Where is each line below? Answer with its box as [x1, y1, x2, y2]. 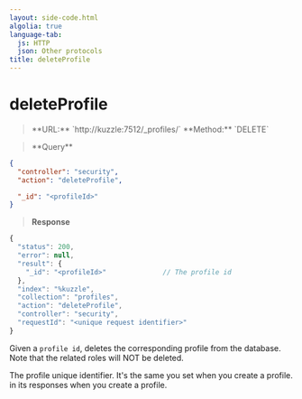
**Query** [31, 141, 74, 152]
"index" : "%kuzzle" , [17, 284, 95, 293]
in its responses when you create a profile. [9, 379, 168, 390]
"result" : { [17, 259, 63, 268]
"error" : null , [17, 251, 75, 260]
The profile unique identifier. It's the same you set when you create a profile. [9, 369, 293, 380]
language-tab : [9, 30, 63, 39]
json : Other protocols [17, 47, 103, 56]
